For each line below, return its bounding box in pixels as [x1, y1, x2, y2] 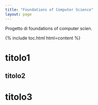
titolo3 [5, 92, 33, 103]
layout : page [5, 12, 32, 17]
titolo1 [5, 52, 31, 63]
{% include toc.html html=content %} [5, 35, 81, 41]
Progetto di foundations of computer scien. [5, 25, 93, 31]
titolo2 [5, 72, 26, 80]
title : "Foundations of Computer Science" [5, 7, 94, 12]
